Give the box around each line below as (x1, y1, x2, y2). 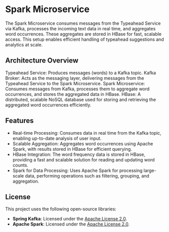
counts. (12, 162, 29, 168)
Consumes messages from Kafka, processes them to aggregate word (5, 86, 150, 92)
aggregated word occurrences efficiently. (5, 102, 92, 108)
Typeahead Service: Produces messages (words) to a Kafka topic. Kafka (5, 70, 156, 76)
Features (5, 117, 34, 125)
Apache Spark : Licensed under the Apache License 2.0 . (12, 221, 130, 227)
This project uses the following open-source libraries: (5, 206, 117, 212)
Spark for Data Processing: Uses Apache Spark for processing (12, 167, 143, 173)
